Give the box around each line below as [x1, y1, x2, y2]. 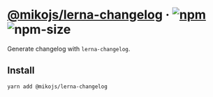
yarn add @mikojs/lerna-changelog [7, 83, 108, 90]
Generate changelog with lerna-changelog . [7, 44, 131, 53]
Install [7, 64, 35, 76]
